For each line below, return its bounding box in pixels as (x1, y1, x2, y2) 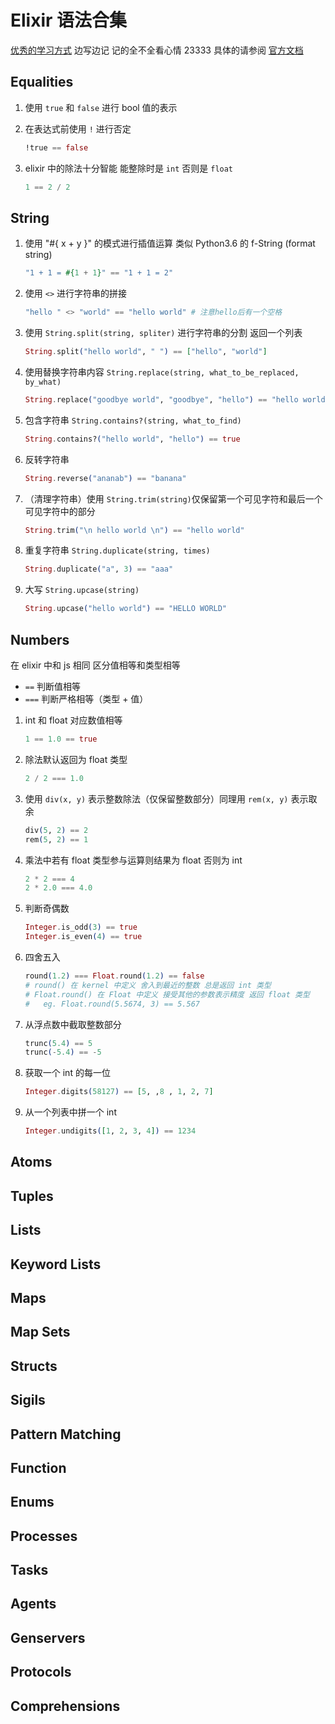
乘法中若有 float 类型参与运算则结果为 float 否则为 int (24, 854, 243, 866)
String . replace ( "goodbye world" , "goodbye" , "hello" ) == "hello (24, 394, 299, 405)
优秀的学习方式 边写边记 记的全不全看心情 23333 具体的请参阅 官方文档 (10, 44, 304, 56)
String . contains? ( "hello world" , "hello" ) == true (24, 434, 241, 444)
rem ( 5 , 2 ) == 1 (24, 834, 89, 845)
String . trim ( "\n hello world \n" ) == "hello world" (24, 525, 245, 535)
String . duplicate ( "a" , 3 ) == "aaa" (24, 564, 174, 575)
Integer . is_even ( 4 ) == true (24, 932, 143, 942)
